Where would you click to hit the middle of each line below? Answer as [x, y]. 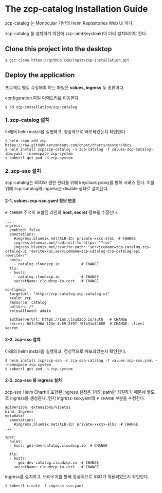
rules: [16, 441]
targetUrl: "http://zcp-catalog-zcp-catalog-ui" [60, 294]
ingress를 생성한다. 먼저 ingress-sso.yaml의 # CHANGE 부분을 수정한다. [78, 398]
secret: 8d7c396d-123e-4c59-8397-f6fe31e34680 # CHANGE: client [77, 324]
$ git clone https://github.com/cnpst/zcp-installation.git [67, 60]
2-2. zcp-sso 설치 [23, 339]
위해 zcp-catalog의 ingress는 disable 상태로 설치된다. [57, 189]
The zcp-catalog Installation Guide [77, 9]
